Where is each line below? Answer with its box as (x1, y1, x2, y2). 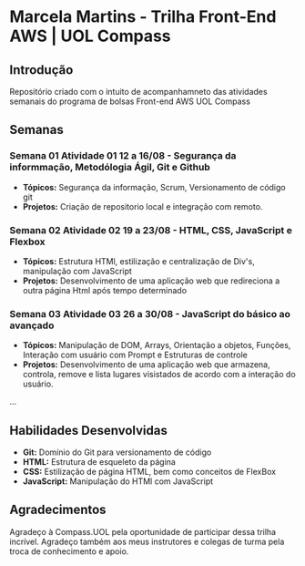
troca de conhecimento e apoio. (9, 545, 129, 557)
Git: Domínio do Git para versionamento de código (22, 447, 212, 458)
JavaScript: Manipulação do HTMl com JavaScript (22, 476, 214, 487)
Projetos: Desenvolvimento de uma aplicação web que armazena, (22, 359, 270, 370)
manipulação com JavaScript (22, 265, 132, 276)
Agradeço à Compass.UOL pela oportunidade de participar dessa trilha (9, 526, 276, 537)
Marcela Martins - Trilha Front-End (9, 6, 277, 27)
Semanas (9, 122, 64, 138)
